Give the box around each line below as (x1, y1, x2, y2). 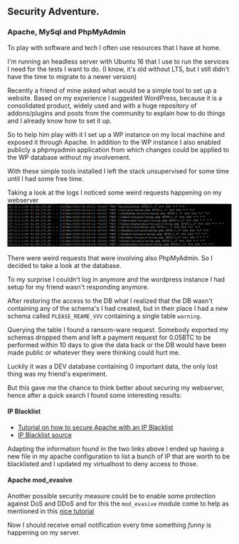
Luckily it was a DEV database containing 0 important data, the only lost (7, 361, 218, 370)
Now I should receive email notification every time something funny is (7, 520, 212, 530)
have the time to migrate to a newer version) (7, 72, 137, 81)
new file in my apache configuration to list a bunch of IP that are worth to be (7, 452, 230, 461)
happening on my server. (7, 528, 80, 537)
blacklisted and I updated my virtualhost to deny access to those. (7, 459, 198, 468)
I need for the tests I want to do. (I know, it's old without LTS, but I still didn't (7, 64, 230, 73)
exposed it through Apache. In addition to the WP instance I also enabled (7, 138, 221, 146)
